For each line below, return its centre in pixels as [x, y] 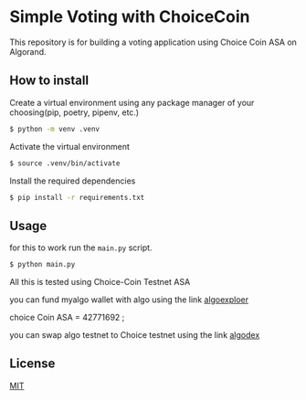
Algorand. [28, 51]
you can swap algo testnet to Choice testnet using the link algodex [135, 335]
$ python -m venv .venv [55, 129]
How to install [49, 81]
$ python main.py [42, 265]
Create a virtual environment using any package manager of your [132, 102]
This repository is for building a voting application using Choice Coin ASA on [153, 42]
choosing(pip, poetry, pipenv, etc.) [74, 112]
